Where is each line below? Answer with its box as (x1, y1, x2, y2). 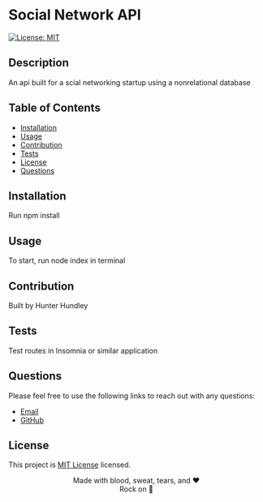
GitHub (19, 415, 45, 425)
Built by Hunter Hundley (8, 301, 88, 310)
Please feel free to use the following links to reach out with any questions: (8, 391, 256, 401)
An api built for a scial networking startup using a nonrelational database (8, 77, 251, 87)
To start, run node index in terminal (8, 255, 126, 265)
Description (8, 56, 69, 70)
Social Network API (8, 6, 142, 24)
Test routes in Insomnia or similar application (8, 345, 158, 355)
